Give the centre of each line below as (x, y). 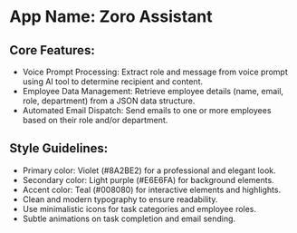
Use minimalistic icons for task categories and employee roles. (139, 209)
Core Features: (52, 50)
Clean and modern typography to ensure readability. (120, 199)
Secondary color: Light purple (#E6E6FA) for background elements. (148, 180)
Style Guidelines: (59, 148)
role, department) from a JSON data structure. (109, 101)
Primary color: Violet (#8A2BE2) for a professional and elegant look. (149, 170)
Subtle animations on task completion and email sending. (129, 218)
